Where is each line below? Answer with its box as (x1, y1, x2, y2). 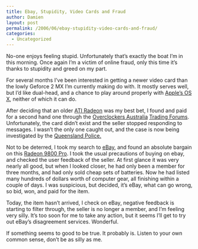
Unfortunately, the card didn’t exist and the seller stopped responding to (6, 120, 183, 126)
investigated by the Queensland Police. (6, 132, 102, 139)
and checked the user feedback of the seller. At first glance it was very (6, 157, 179, 163)
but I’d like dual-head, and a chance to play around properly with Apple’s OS (6, 90, 192, 96)
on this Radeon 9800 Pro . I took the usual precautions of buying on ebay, (6, 150, 185, 157)
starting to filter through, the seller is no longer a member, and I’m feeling (6, 206, 185, 212)
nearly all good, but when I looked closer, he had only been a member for (6, 162, 185, 170)
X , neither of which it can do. (6, 95, 77, 103)
